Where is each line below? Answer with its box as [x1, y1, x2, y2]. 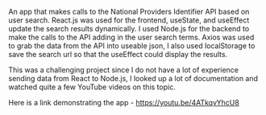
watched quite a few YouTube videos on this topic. [8, 82, 176, 92]
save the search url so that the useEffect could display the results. [8, 50, 228, 59]
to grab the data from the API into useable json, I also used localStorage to [8, 41, 256, 51]
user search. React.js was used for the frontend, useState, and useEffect [8, 15, 250, 25]
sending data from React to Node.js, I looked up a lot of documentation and [8, 74, 259, 83]
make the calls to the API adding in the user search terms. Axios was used [8, 32, 255, 42]
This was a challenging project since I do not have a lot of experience [8, 65, 239, 75]
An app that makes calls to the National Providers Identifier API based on [8, 7, 250, 16]
